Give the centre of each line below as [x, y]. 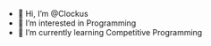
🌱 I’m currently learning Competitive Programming [110, 32]
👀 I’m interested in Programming [77, 23]
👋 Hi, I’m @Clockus [53, 14]
